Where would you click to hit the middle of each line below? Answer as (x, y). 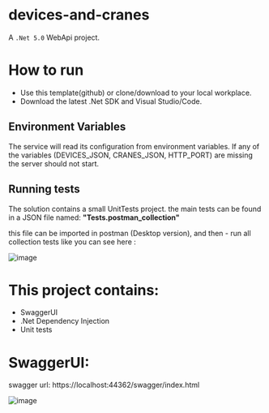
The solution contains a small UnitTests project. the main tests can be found (135, 209)
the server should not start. (54, 163)
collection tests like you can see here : (72, 242)
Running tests (45, 189)
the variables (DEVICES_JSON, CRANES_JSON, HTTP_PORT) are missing (131, 155)
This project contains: (84, 290)
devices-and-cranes (79, 15)
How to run (46, 70)
